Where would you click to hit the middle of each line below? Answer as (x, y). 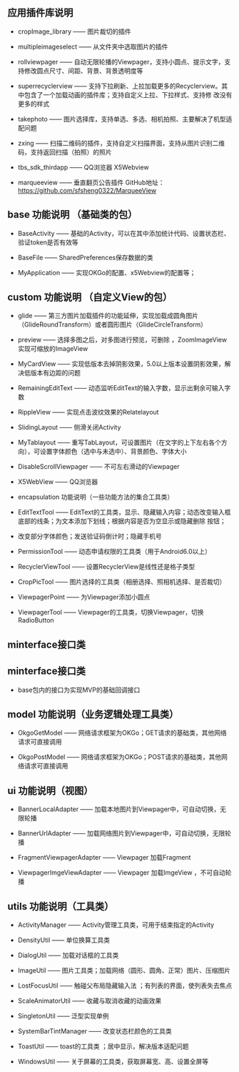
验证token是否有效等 (48, 242)
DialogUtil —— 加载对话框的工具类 (68, 956)
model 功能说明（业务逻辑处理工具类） (93, 714)
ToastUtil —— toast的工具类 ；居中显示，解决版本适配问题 (103, 1046)
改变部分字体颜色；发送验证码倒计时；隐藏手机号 (90, 536)
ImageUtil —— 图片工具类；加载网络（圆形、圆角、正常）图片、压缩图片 (124, 971)
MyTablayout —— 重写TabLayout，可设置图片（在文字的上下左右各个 (119, 442)
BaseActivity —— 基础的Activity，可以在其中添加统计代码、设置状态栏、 (124, 233)
